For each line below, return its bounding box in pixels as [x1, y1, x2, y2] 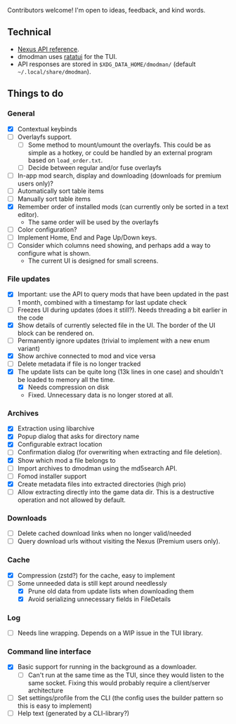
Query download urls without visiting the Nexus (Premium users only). [17, 537, 221, 546]
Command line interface [7, 647, 91, 657]
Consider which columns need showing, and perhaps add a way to [17, 242, 211, 250]
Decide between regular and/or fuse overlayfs [27, 163, 162, 171]
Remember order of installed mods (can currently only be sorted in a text [17, 202, 229, 211]
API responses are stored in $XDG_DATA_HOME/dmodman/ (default [17, 60, 196, 68]
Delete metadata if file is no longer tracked [17, 360, 141, 368]
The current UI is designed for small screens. [27, 256, 159, 265]
